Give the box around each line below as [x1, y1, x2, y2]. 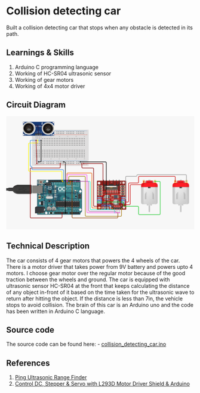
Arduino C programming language [14, 63, 99, 70]
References [6, 358, 50, 368]
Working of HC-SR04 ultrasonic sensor [14, 70, 112, 77]
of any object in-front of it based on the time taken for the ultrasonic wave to [6, 288, 195, 296]
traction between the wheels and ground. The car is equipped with [6, 276, 170, 283]
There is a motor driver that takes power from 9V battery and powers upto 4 [6, 263, 193, 270]
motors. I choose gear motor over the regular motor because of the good [6, 269, 186, 277]
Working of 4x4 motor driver [14, 82, 85, 90]
